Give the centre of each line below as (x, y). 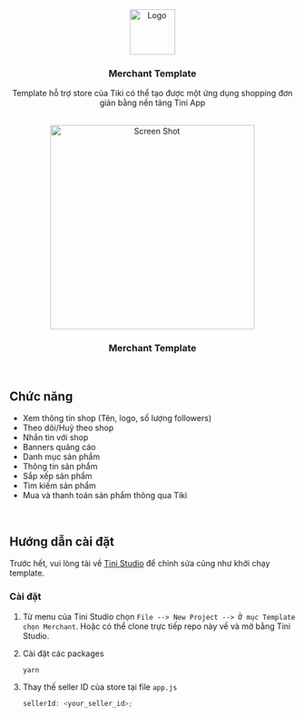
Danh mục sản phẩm (61, 457)
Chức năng (41, 396)
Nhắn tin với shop (55, 437)
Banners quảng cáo (59, 447)
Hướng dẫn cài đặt (62, 541)
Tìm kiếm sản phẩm (59, 486)
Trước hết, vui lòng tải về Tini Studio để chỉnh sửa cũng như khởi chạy (140, 564)
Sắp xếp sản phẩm (57, 476)
